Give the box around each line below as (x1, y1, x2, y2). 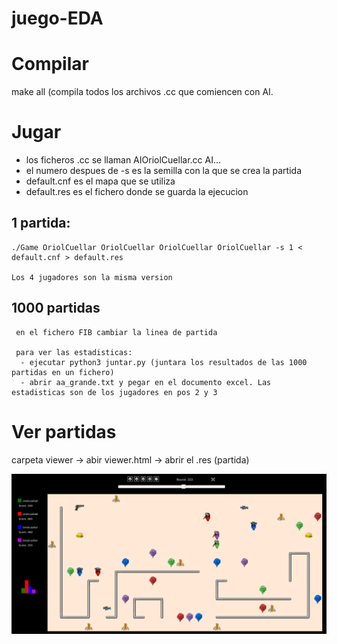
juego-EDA (11, 7, 104, 30)
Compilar (11, 53, 89, 76)
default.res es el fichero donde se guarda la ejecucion (25, 186, 249, 198)
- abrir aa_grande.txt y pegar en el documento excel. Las (20, 377, 272, 387)
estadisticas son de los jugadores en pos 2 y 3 (11, 387, 218, 397)
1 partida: (11, 215, 71, 232)
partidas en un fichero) (11, 367, 115, 377)
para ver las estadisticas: (15, 347, 133, 357)
